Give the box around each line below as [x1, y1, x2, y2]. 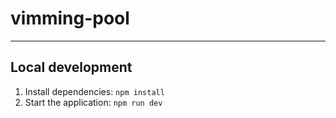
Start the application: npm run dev [24, 96, 163, 108]
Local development [10, 59, 133, 76]
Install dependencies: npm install [24, 85, 165, 97]
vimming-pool [10, 7, 130, 30]
